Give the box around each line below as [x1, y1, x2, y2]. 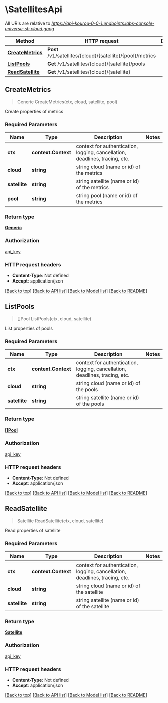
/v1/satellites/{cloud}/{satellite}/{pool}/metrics [47, 52, 156, 59]
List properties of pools [5, 325, 53, 331]
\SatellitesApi [5, 4, 62, 15]
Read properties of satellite [5, 527, 61, 533]
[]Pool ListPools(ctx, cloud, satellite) [17, 315, 92, 322]
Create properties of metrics [5, 108, 64, 114]
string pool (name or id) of [76, 192, 138, 199]
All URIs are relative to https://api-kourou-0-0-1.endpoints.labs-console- [5, 20, 155, 26]
